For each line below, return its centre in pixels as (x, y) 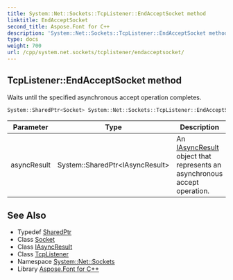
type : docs (23, 40)
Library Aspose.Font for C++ (58, 269)
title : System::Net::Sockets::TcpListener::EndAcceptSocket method (107, 14)
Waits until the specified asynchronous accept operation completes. (104, 97)
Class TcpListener (43, 254)
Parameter (31, 127)
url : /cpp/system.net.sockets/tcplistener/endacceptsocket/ (96, 53)
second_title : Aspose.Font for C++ (59, 26)
